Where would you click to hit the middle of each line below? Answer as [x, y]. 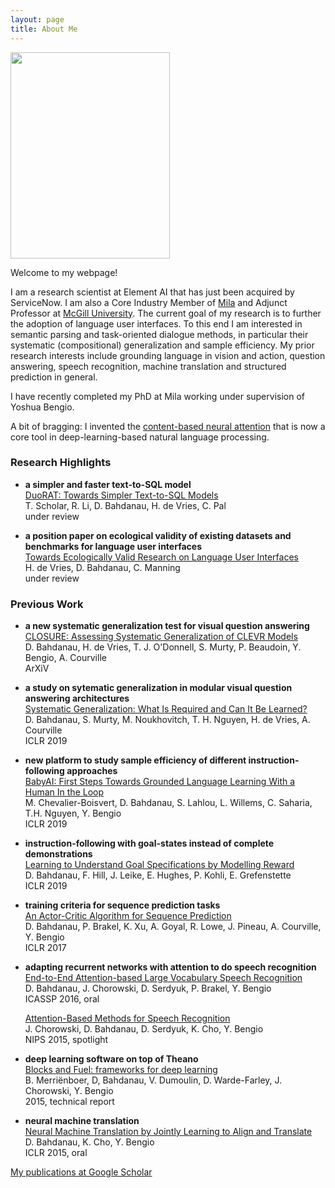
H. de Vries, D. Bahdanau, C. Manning [102, 567]
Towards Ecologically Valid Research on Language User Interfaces [161, 557]
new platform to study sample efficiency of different [135, 760]
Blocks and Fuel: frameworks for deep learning [121, 1070]
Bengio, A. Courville [65, 658]
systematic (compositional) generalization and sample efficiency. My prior [162, 345]
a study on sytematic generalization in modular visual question [158, 688]
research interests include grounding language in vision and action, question [168, 355]
